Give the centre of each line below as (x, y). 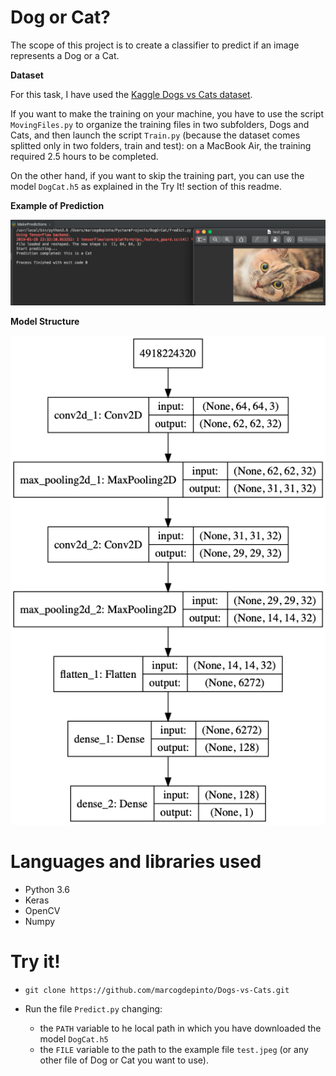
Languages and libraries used (136, 862)
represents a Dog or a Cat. (65, 55)
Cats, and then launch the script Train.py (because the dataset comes (155, 135)
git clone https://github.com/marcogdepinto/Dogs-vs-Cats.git (157, 991)
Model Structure (45, 321)
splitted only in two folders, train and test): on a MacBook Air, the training (161, 145)
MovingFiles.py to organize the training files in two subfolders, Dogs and (160, 124)
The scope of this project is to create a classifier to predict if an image (155, 45)
